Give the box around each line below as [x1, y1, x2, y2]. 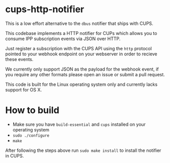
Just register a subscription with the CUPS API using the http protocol [5, 45, 152, 51]
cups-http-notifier [5, 4, 85, 15]
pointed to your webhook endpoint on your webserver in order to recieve [5, 51, 157, 57]
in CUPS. [5, 152, 24, 158]
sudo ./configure [12, 133, 50, 138]
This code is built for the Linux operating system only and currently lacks [5, 81, 158, 87]
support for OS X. [5, 86, 42, 92]
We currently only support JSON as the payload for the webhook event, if [5, 66, 159, 72]
